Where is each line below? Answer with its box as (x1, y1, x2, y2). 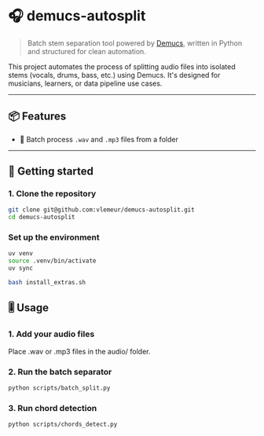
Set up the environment (8, 232, 100, 243)
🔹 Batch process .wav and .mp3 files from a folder (19, 134, 178, 144)
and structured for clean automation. (27, 46, 147, 56)
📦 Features (8, 110, 67, 123)
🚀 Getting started (8, 165, 94, 178)
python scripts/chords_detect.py (8, 420, 118, 429)
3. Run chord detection (8, 402, 97, 413)
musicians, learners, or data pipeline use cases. (8, 79, 163, 88)
